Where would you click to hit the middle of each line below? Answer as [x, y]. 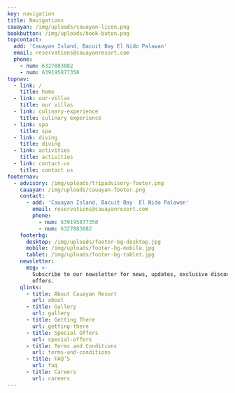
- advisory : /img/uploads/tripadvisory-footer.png [89, 183]
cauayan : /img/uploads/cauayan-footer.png [83, 190]
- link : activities [42, 151]
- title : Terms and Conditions [71, 346]
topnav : [19, 79]
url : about [48, 301]
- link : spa [31, 124]
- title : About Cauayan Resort [71, 294]
